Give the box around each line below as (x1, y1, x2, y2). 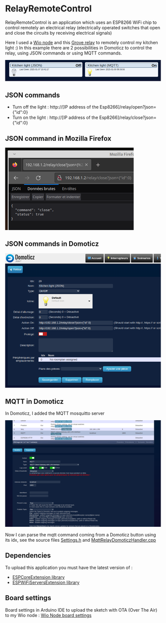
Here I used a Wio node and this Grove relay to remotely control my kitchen (5, 39, 158, 45)
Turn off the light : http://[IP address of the (12, 104, 99, 110)
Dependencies (5, 551, 51, 560)
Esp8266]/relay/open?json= (99, 104, 157, 110)
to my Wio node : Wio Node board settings (5, 612, 92, 618)
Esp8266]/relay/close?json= (99, 114, 157, 120)
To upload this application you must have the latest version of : (5, 565, 133, 570)
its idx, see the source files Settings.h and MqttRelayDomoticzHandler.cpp (5, 537, 157, 543)
